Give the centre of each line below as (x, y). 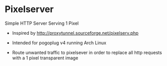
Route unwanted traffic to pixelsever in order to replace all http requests (87, 52)
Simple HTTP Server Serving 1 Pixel (42, 23)
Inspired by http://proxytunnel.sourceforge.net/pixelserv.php (75, 33)
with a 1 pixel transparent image (45, 58)
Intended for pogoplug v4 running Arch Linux (59, 43)
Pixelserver (29, 9)
